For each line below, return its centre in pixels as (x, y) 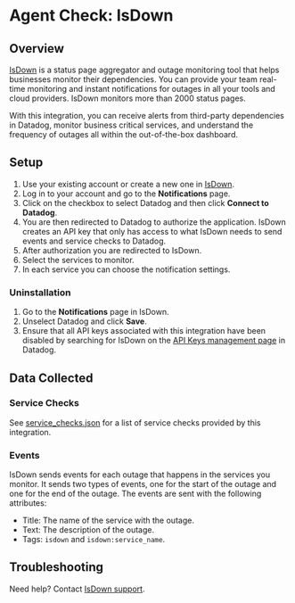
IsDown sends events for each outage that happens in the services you (139, 475)
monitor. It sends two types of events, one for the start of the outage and (143, 484)
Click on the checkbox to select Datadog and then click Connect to (145, 202)
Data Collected (51, 378)
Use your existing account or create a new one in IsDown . (128, 184)
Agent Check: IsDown (91, 16)
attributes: (28, 503)
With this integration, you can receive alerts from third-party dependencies (147, 116)
